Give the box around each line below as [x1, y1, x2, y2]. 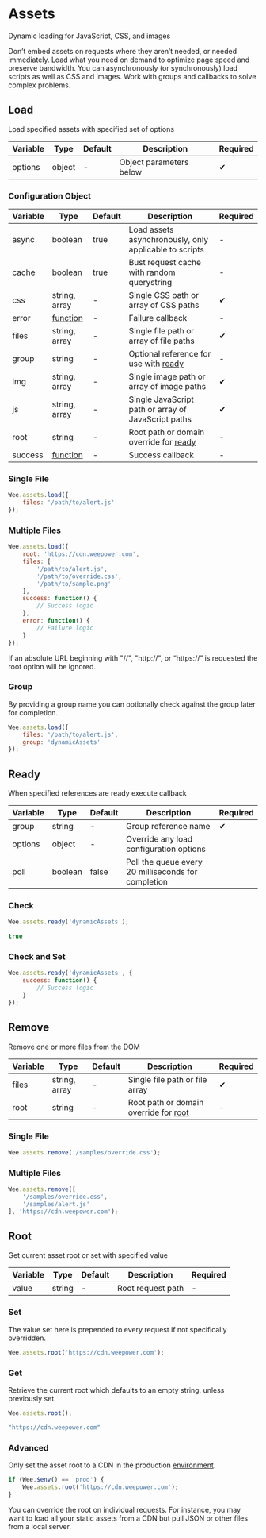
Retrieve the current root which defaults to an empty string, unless [8, 1385, 225, 1394]
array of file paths [128, 335, 196, 346]
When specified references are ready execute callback [8, 788, 188, 798]
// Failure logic [36, 624, 93, 632]
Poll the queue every [126, 857, 203, 868]
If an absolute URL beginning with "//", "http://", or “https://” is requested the [8, 653, 258, 663]
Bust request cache [128, 257, 202, 268]
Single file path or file [127, 1074, 207, 1085]
